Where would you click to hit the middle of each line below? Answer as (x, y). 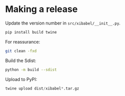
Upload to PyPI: (21, 79)
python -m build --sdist (31, 69)
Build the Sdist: (21, 60)
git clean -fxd (21, 51)
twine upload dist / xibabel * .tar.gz (42, 88)
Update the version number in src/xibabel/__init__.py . (63, 23)
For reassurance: (23, 41)
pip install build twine (31, 32)
